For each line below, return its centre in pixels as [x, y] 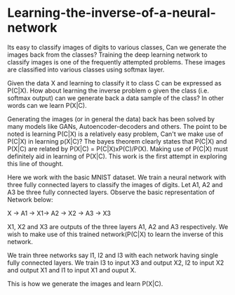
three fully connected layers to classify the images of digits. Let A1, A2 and [115, 184]
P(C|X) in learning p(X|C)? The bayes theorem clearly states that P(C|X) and [117, 141]
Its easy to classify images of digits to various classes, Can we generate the [117, 47]
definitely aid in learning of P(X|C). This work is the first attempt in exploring [117, 156]
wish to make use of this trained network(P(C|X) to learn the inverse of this [115, 234]
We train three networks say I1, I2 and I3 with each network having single [113, 255]
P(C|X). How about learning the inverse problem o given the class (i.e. [108, 90]
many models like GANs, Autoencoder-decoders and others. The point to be [117, 126]
